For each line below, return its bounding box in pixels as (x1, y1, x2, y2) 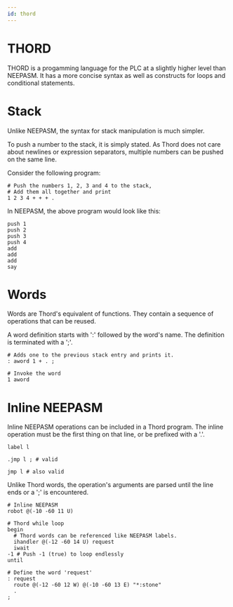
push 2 (7, 226, 27, 234)
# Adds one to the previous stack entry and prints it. (7, 352, 174, 359)
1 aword (7, 376, 30, 383)
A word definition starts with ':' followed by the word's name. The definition (7, 331, 225, 339)
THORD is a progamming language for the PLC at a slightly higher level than (7, 64, 227, 72)
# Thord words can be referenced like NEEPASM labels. (13, 533, 178, 540)
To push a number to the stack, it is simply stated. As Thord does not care (7, 140, 221, 148)
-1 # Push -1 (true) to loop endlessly (7, 551, 124, 558)
